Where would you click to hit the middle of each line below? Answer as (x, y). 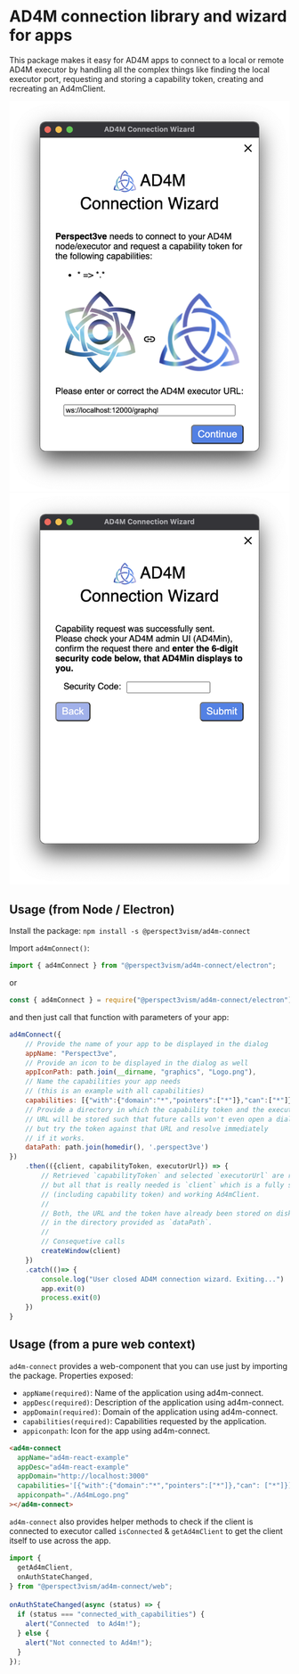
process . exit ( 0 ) (71, 1298)
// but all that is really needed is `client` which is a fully (163, 1185)
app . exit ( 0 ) (64, 1289)
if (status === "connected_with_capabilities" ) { (111, 1615)
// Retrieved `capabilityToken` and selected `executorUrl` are (163, 1176)
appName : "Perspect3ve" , (71, 1053)
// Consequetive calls (83, 1241)
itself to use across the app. (60, 1540)
